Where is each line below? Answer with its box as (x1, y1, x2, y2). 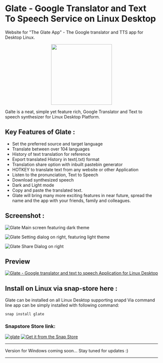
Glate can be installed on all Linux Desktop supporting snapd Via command (5, 297, 155, 303)
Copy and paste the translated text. (12, 187, 83, 193)
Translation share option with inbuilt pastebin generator (12, 161, 123, 167)
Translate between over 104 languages (12, 146, 90, 152)
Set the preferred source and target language (12, 141, 103, 147)
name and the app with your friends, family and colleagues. (12, 198, 131, 203)
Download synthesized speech (12, 177, 74, 182)
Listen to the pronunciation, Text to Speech (12, 172, 98, 178)
